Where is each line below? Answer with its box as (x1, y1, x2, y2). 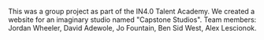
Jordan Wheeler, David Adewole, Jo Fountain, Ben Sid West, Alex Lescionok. (8, 24, 258, 32)
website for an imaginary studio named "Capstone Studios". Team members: (8, 15, 257, 24)
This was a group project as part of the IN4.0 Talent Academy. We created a (8, 7, 255, 16)
